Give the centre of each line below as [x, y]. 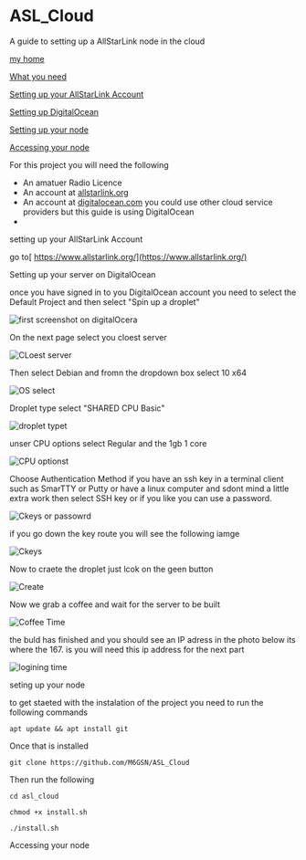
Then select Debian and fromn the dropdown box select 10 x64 [128, 372]
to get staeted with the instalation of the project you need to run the [137, 702]
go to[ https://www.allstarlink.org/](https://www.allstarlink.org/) [128, 257]
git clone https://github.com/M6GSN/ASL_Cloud [100, 762]
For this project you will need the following [89, 164]
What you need [38, 76]
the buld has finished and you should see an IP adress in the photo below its [153, 639]
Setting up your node [49, 130]
